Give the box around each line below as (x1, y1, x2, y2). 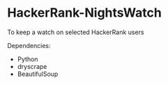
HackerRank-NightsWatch (7, 5, 162, 21)
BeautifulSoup (17, 70, 59, 78)
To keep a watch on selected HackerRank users (7, 28, 144, 36)
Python (17, 54, 38, 63)
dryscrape (17, 62, 47, 70)
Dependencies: (7, 41, 51, 49)
